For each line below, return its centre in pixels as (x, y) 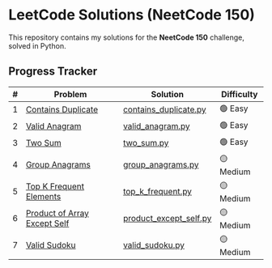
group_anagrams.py (161, 165)
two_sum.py (146, 143)
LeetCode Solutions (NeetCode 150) (132, 15)
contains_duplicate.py (164, 109)
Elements (43, 197)
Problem (70, 94)
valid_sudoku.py (153, 245)
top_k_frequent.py (157, 192)
